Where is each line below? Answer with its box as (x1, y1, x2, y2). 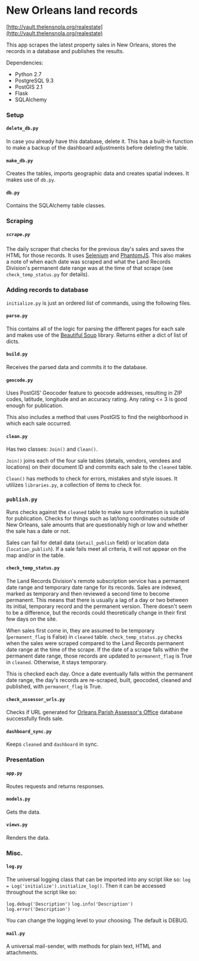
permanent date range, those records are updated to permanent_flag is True (6, 652, 192, 659)
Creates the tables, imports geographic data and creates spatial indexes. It (6, 170, 189, 177)
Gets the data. (6, 808, 41, 816)
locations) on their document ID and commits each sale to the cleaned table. (6, 463, 192, 471)
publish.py (6, 496, 38, 503)
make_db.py (6, 157, 33, 164)
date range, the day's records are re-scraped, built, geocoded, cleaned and (6, 676, 192, 683)
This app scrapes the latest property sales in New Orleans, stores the (6, 41, 176, 48)
